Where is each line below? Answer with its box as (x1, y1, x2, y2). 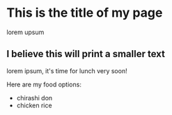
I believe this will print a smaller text (6, 48, 165, 60)
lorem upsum (6, 28, 45, 36)
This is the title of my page (6, 5, 163, 21)
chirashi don (16, 93, 53, 102)
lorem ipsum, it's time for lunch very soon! (6, 66, 127, 75)
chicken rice (16, 101, 53, 109)
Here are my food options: (6, 80, 81, 89)
